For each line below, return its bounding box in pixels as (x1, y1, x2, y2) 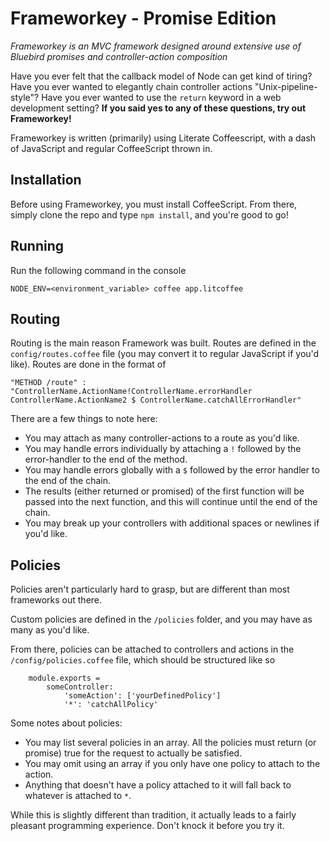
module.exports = (28, 673, 101, 684)
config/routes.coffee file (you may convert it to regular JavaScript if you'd (10, 348, 320, 360)
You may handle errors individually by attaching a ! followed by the (24, 443, 302, 455)
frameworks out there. (10, 594, 103, 606)
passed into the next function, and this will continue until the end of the (24, 496, 318, 508)
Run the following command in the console (10, 264, 187, 276)
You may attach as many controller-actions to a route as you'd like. (24, 432, 300, 444)
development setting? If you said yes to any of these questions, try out (10, 102, 307, 114)
